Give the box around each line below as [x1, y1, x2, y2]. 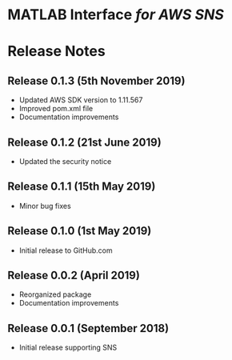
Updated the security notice [18, 157, 112, 166]
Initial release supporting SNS [18, 342, 118, 353]
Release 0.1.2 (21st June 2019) [7, 135, 162, 149]
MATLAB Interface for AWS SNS [7, 6, 225, 24]
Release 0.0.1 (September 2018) [7, 322, 170, 335]
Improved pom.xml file [18, 104, 94, 114]
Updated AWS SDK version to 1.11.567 [18, 95, 143, 105]
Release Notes [7, 42, 106, 61]
